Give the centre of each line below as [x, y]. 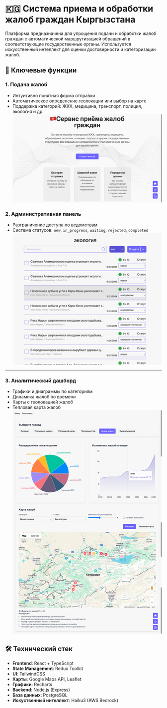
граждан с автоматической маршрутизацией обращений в [68, 38]
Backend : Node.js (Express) [41, 690]
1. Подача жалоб [26, 84]
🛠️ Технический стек [39, 649]
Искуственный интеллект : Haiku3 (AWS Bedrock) [65, 701]
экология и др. [28, 111]
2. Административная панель [43, 214]
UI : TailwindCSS [29, 674]
